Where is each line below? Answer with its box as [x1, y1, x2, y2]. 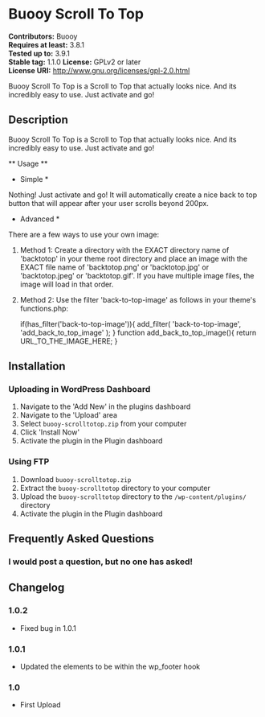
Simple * [19, 174, 49, 183]
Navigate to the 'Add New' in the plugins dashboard [19, 402, 191, 411]
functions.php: [19, 303, 69, 313]
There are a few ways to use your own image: [8, 229, 159, 239]
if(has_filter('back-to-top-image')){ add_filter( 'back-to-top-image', [19, 319, 242, 328]
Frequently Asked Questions [8, 532, 155, 546]
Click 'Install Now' [19, 427, 80, 437]
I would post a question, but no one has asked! [8, 556, 193, 567]
